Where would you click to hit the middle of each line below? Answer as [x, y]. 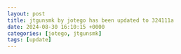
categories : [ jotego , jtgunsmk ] [54, 33]
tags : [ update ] [29, 40]
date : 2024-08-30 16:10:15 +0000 [56, 27]
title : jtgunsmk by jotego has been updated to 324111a [90, 20]
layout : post [26, 14]
